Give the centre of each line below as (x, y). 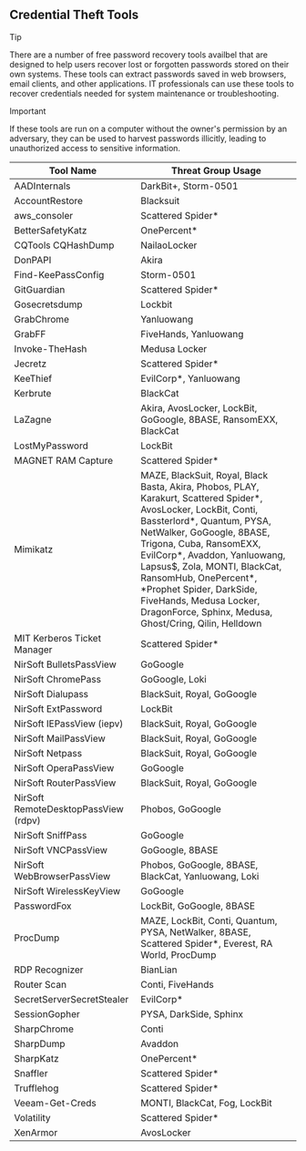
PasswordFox (43, 906)
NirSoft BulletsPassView (65, 664)
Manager (33, 649)
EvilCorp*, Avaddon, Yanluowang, (213, 555)
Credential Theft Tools (74, 15)
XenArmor (36, 1132)
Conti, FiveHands (177, 984)
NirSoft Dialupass (51, 694)
